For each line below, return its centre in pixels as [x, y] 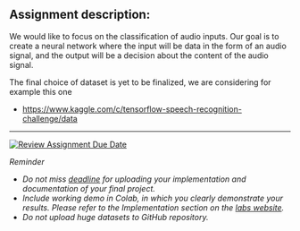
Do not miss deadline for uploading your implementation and [134, 179]
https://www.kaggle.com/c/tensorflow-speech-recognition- [132, 109]
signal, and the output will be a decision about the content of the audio [139, 55]
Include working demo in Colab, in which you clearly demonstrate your [153, 198]
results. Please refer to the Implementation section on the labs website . [153, 207]
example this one [41, 91]
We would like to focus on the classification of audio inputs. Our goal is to [144, 36]
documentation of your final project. [89, 188]
